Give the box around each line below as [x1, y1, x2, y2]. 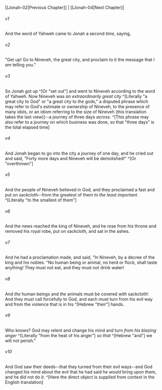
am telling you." [5, 62, 36, 68]
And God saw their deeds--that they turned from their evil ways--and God [5, 364, 153, 370]
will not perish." [5, 338, 36, 343]
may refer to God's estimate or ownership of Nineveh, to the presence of [5, 103, 150, 109]
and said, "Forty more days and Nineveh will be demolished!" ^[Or [5, 155, 136, 161]
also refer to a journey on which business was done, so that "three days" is [5, 119, 155, 125]
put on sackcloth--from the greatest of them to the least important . [5, 192, 139, 198]
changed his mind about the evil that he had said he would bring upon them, [5, 369, 157, 375]
